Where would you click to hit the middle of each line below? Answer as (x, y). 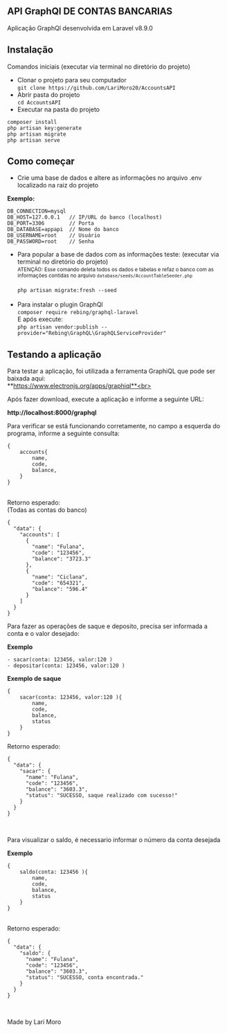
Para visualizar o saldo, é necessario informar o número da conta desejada (114, 840)
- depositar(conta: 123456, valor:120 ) (66, 666)
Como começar (41, 162)
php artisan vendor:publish (57, 327)
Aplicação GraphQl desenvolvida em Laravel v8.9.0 (80, 28)
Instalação (30, 50)
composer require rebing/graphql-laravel (78, 313)
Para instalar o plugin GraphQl (60, 304)
